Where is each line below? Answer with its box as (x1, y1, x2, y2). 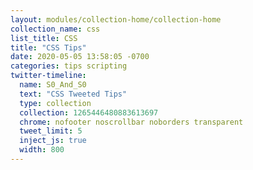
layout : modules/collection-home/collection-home (10, 14, 222, 25)
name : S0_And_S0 (19, 80, 87, 90)
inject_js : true (19, 136, 87, 146)
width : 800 (19, 145, 65, 155)
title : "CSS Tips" (10, 42, 87, 53)
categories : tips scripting (10, 61, 128, 71)
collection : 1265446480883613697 (19, 107, 159, 118)
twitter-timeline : (10, 71, 87, 81)
